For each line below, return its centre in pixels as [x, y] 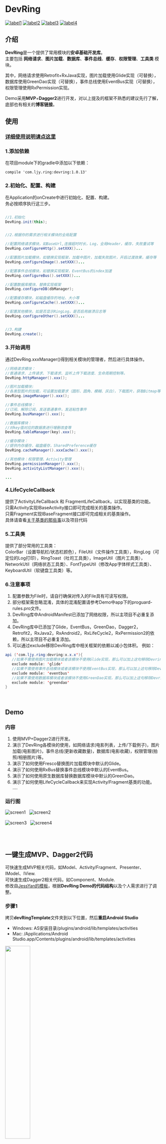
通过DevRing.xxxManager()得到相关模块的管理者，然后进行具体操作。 [76, 359]
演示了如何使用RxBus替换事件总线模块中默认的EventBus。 [72, 770]
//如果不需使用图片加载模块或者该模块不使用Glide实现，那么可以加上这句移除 [80, 660]
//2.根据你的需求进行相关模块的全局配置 [41, 235]
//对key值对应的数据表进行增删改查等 [38, 428]
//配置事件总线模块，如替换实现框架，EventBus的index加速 [59, 271]
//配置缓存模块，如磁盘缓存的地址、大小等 [42, 298]
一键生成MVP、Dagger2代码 [49, 855]
